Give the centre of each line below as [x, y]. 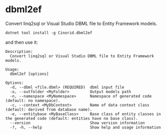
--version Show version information [77, 123]
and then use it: [22, 42]
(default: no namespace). [33, 100]
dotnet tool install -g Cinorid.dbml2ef [49, 33]
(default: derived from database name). [49, 110]
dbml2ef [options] [30, 74]
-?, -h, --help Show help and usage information [85, 127]
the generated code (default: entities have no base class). [72, 118]
